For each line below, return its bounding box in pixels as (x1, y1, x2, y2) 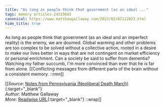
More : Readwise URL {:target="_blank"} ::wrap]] (5, 97, 102, 103)
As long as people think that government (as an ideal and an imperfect (5, 35, 148, 40)
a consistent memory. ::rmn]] (5, 71, 64, 77)
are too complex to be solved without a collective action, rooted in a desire (5, 45, 157, 51)
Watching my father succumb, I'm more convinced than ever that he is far (5, 61, 155, 67)
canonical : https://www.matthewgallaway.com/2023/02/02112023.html (5, 16, 147, 21)
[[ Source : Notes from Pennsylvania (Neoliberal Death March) (5, 81, 129, 87)
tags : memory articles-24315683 (5, 12, 71, 17)
